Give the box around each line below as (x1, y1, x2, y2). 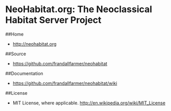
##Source (5, 51, 27, 57)
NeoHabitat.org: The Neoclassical (5, 4, 152, 15)
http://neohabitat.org (12, 41, 57, 47)
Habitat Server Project (5, 14, 102, 26)
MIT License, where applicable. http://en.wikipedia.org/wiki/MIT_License (12, 100, 166, 106)
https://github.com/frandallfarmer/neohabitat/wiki (12, 80, 117, 86)
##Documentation (5, 70, 43, 77)
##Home (5, 31, 24, 37)
